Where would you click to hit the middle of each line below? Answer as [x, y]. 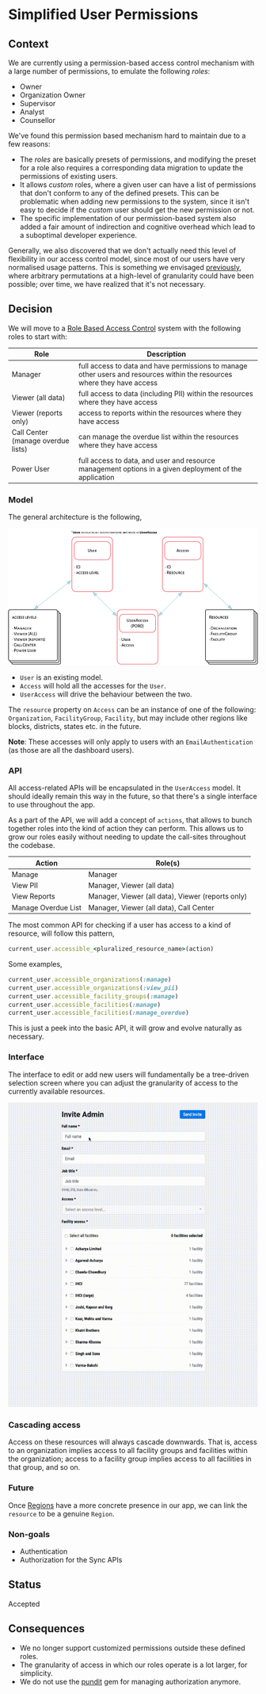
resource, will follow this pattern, [61, 933]
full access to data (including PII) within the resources [165, 393]
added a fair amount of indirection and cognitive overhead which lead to [137, 227]
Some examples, [35, 963]
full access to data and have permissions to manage [163, 365]
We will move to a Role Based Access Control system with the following [125, 328]
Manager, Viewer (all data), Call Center [152, 907]
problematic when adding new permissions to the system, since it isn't [134, 201]
